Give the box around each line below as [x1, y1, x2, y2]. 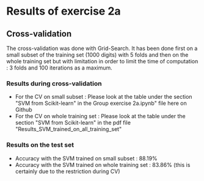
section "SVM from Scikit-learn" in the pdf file [15, 119, 131, 126]
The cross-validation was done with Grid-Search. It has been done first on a [6, 44, 198, 52]
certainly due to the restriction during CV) [15, 168, 120, 175]
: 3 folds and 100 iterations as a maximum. [6, 64, 113, 71]
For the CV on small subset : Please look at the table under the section [15, 93, 192, 101]
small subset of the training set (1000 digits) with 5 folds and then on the [6, 51, 189, 59]
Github [15, 106, 32, 113]
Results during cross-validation [6, 79, 102, 88]
